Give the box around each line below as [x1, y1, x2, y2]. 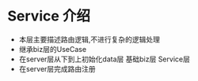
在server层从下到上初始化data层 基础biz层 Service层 [18, 54, 191, 64]
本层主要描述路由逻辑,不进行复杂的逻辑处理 [18, 35, 160, 44]
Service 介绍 [7, 7, 91, 25]
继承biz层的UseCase [18, 44, 87, 53]
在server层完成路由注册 [18, 64, 96, 73]
